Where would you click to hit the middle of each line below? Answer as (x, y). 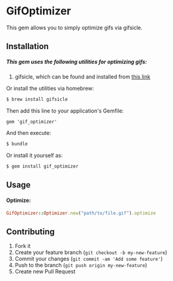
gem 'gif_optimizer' (32, 122)
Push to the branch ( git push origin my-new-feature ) (81, 265)
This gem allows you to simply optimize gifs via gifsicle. (75, 28)
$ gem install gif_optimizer (42, 167)
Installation (27, 46)
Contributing (30, 232)
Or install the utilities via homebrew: (50, 89)
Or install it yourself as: (34, 155)
